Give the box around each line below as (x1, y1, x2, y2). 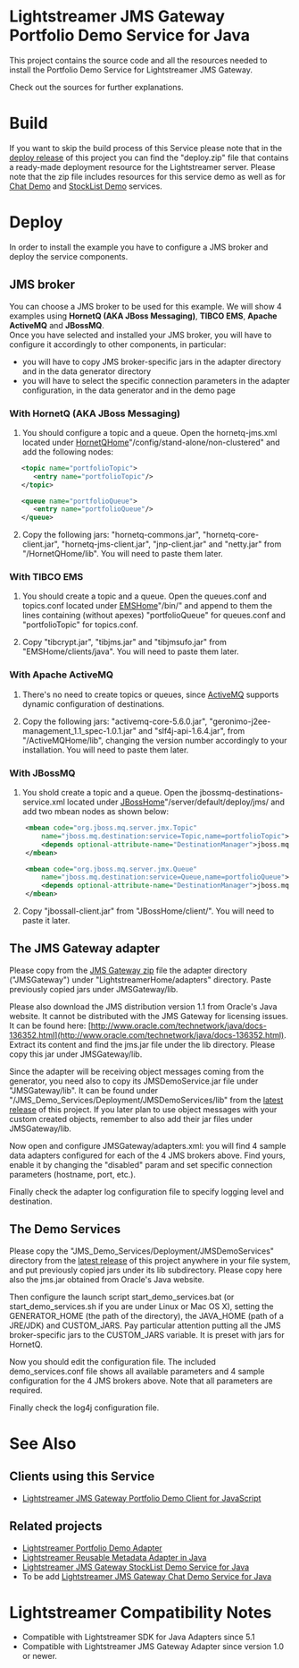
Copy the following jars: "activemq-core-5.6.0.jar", (21, 716, 208, 727)
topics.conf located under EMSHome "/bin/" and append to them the (21, 600, 273, 611)
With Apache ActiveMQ (9, 668, 114, 681)
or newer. (21, 1651, 58, 1662)
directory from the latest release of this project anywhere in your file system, (9, 1255, 291, 1265)
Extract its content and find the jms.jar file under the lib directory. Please (9, 1039, 275, 1050)
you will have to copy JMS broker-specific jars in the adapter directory (21, 356, 282, 367)
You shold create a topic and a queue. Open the (21, 787, 198, 798)
